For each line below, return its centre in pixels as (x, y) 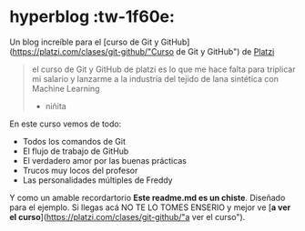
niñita (56, 105)
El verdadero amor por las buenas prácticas (104, 160)
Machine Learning (66, 88)
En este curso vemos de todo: (66, 124)
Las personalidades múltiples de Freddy (97, 180)
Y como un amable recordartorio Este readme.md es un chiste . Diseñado (147, 197)
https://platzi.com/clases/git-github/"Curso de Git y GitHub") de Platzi (143, 51)
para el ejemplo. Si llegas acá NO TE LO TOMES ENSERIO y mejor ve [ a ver (150, 207)
